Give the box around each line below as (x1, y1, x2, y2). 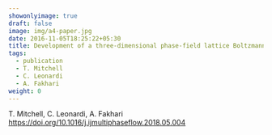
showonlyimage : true (8, 11, 79, 20)
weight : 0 (8, 86, 42, 95)
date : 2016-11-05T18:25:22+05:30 (8, 34, 121, 43)
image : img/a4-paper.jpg (8, 27, 92, 35)
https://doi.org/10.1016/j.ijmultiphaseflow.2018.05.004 (8, 118, 186, 128)
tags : (8, 49, 27, 57)
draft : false (8, 19, 53, 27)
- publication (15, 57, 63, 65)
